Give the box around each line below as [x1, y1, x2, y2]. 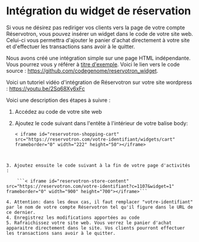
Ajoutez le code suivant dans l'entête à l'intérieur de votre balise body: [14, 119, 188, 126]
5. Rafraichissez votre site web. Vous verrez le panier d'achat [6, 219, 172, 226]
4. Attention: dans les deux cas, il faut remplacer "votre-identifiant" [6, 198, 194, 205]
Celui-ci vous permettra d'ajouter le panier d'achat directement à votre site [6, 36, 190, 44]
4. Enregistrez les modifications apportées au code [6, 215, 140, 221]
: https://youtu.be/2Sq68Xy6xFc [6, 85, 85, 92]
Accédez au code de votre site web [14, 108, 102, 115]
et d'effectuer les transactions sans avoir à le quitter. [6, 43, 135, 50]
